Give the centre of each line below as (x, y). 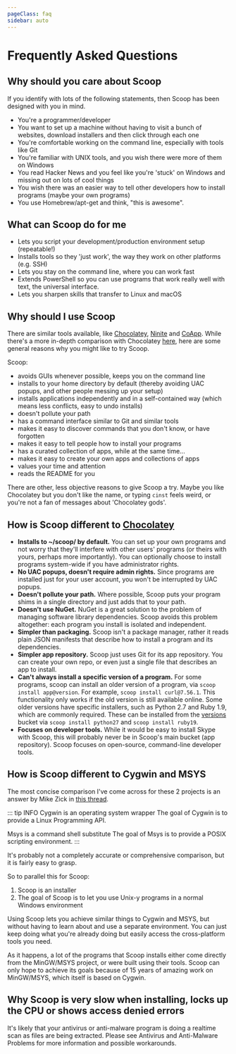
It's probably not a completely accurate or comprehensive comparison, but (116, 855)
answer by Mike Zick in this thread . (58, 799)
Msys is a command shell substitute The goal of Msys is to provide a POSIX (117, 834)
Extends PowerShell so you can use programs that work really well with (121, 279)
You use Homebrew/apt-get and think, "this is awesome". (101, 202)
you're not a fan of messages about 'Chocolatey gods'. (87, 502)
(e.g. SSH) (32, 264)
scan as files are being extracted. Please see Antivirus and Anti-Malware (113, 1035)
